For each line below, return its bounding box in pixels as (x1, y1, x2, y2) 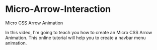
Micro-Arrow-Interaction (5, 3, 111, 15)
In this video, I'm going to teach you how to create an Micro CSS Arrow (5, 29, 152, 35)
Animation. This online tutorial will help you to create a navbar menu (5, 35, 146, 41)
